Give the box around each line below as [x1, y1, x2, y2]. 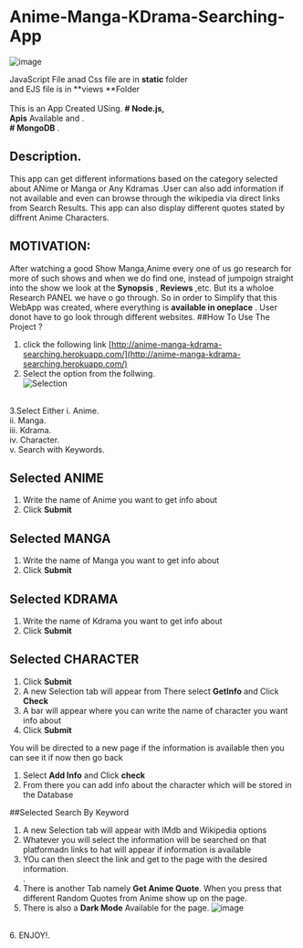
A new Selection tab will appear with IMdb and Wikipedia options [22, 825, 267, 836]
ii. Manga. [9, 414, 47, 426]
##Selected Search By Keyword [9, 806, 130, 817]
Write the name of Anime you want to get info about [22, 495, 217, 506]
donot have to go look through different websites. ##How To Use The [9, 311, 271, 322]
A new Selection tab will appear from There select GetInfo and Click [22, 686, 280, 697]
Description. [9, 149, 82, 165]
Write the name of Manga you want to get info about [22, 555, 220, 566]
